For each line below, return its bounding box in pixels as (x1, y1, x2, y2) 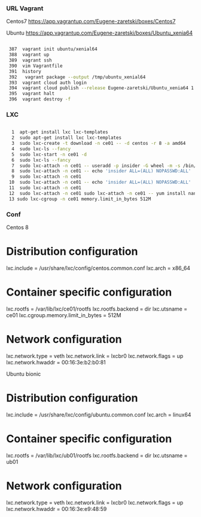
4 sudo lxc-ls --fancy (11, 145, 71, 152)
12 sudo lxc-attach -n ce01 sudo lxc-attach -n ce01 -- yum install (8, 190, 186, 196)
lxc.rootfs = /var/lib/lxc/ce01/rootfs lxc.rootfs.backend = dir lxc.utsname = (6, 305, 187, 312)
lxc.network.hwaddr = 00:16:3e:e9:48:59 (6, 505, 107, 512)
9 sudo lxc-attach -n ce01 (11, 174, 82, 180)
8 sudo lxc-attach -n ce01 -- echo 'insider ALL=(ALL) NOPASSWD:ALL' (11, 168, 191, 174)
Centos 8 (6, 224, 29, 231)
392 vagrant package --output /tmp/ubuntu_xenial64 (8, 74, 146, 80)
